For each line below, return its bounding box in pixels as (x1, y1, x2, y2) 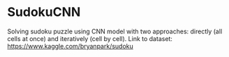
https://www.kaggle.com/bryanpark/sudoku (7, 42, 134, 50)
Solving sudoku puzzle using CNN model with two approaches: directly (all (7, 27, 223, 35)
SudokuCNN (7, 4, 81, 20)
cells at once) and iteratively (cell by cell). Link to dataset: (7, 34, 173, 42)
